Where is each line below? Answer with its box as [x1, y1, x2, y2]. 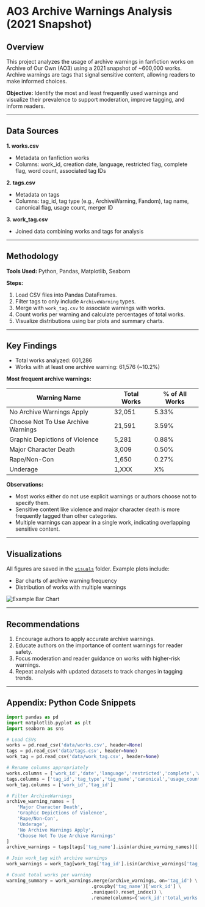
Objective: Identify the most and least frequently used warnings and [6, 89, 179, 96]
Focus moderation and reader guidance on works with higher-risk [15, 655, 181, 662]
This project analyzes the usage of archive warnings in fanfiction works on [6, 58, 194, 65]
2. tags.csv [6, 179, 35, 186]
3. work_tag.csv [6, 216, 48, 223]
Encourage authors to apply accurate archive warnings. [15, 636, 155, 643]
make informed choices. [6, 78, 67, 85]
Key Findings [6, 341, 57, 351]
